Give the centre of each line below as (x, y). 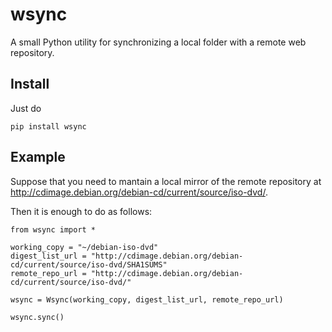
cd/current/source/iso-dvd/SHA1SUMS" (89, 264)
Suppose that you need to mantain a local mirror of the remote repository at (166, 181)
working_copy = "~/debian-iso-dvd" (84, 247)
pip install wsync (48, 126)
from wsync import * (53, 229)
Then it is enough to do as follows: (81, 211)
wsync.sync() (37, 317)
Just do (26, 108)
